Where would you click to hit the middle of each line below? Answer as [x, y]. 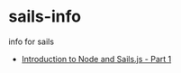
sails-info [45, 17]
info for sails [32, 41]
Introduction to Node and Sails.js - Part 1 [96, 59]
